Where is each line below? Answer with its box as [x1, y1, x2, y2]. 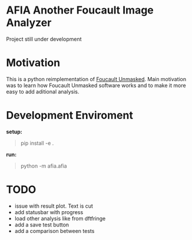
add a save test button [14, 221, 69, 228]
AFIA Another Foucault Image [6, 4, 154, 17]
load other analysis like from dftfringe [14, 215, 106, 222]
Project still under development [6, 35, 82, 42]
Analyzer [6, 16, 52, 29]
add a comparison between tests [14, 227, 95, 234]
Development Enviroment [6, 109, 134, 122]
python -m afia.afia [20, 162, 67, 169]
